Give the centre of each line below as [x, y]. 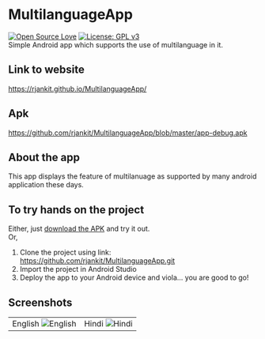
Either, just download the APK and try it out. [79, 229]
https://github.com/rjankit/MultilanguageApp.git [97, 261]
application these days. [46, 185]
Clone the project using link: [65, 252]
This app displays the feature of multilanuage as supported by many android [132, 176]
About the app [44, 157]
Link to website [46, 70]
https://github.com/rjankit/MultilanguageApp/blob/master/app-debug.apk [128, 133]
